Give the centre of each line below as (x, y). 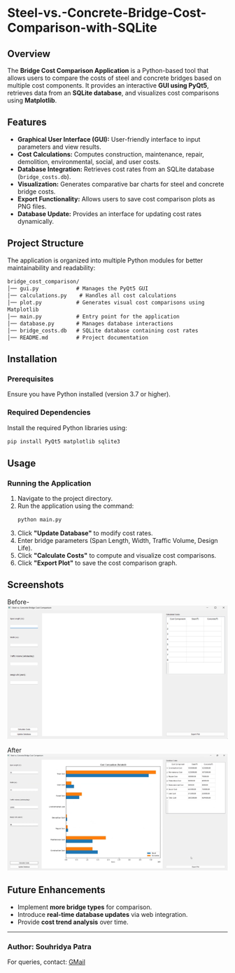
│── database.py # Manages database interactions (90, 323)
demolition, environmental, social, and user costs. (89, 161)
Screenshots (36, 585)
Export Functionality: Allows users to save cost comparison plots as (116, 199)
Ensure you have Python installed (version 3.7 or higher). (89, 394)
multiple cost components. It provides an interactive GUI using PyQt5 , (108, 85)
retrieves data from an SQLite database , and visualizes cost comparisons (113, 93)
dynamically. (36, 221)
